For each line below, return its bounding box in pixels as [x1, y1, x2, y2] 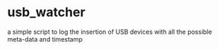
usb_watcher [7, 4, 86, 20]
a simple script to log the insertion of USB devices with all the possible [7, 27, 213, 36]
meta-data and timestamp [7, 35, 83, 43]
